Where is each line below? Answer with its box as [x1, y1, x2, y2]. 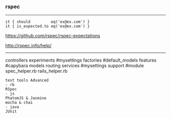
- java [5, 105, 19, 110]
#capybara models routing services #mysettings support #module [5, 63, 144, 69]
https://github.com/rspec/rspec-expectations [5, 33, 100, 39]
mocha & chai [5, 100, 33, 105]
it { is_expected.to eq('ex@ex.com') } [5, 24, 90, 29]
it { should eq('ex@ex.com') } [5, 19, 90, 24]
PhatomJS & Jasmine [5, 96, 47, 101]
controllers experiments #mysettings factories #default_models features [5, 57, 157, 64]
